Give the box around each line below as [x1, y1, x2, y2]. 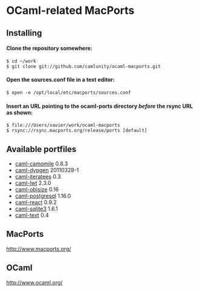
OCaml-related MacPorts [6, 4, 135, 18]
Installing [6, 28, 42, 38]
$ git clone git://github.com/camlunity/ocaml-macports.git [6, 63, 161, 70]
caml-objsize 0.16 [15, 186, 59, 193]
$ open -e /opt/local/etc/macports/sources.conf [6, 89, 131, 96]
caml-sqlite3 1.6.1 [15, 205, 58, 212]
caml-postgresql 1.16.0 [15, 192, 71, 199]
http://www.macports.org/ [6, 245, 71, 252]
